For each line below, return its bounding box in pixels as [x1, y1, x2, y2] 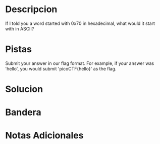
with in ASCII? [5, 25, 34, 31]
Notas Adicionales [5, 130, 84, 141]
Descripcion [5, 4, 58, 15]
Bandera [5, 106, 41, 118]
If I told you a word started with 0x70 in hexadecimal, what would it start [5, 20, 155, 26]
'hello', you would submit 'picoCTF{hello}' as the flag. [5, 65, 117, 71]
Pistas [5, 44, 32, 55]
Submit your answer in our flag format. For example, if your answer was [5, 60, 154, 66]
